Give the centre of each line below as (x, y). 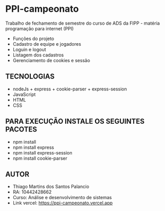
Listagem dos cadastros (38, 55)
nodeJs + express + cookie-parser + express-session (70, 89)
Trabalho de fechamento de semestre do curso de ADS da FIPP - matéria (83, 23)
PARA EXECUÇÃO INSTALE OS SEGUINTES (75, 121)
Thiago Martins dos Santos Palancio (51, 187)
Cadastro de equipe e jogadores (47, 44)
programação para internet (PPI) (40, 28)
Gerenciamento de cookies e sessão (51, 60)
